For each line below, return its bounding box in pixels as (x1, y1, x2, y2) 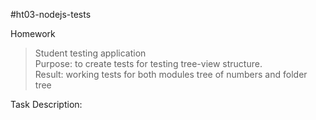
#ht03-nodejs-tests (10, 9, 92, 20)
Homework (10, 28, 56, 39)
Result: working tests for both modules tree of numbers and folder (34, 69, 308, 80)
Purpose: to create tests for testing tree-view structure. (34, 58, 263, 69)
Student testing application (34, 47, 147, 59)
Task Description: (10, 99, 83, 110)
